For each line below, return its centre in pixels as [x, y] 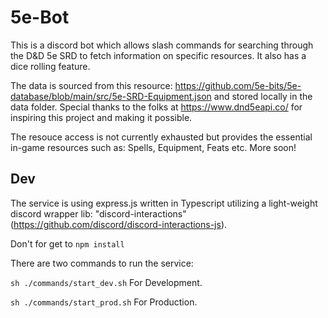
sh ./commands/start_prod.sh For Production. [104, 302]
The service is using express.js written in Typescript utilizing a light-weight [164, 203]
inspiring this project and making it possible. [101, 117]
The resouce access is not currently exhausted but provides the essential [161, 137]
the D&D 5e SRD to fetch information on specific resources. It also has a [158, 55]
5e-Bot [40, 17]
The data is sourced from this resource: [91, 85]
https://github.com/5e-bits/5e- [238, 85]
